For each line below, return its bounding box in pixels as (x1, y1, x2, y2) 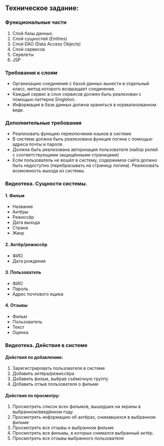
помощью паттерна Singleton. (12, 96, 76, 102)
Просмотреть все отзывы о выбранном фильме (12, 425, 114, 431)
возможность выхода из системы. (12, 168, 85, 174)
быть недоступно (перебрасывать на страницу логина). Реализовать (12, 162, 160, 168)
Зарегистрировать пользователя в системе (12, 365, 105, 371)
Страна (12, 225, 28, 231)
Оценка (12, 329, 29, 335)
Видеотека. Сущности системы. (5, 180, 88, 187)
